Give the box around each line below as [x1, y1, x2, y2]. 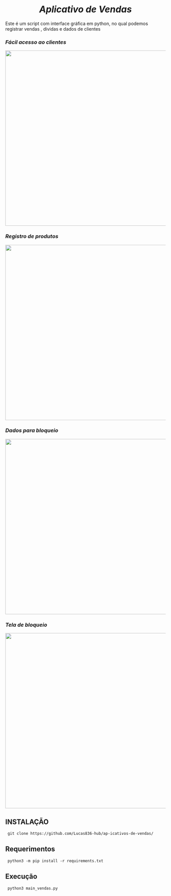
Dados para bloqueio [5, 427, 59, 434]
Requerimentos [5, 845, 55, 854]
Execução [5, 872, 38, 881]
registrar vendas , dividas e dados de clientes [5, 25, 101, 32]
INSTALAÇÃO [5, 817, 49, 826]
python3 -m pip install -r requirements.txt [7, 858, 103, 863]
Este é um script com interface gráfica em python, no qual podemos [5, 20, 149, 27]
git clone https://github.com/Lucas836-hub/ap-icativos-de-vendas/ [7, 831, 154, 836]
